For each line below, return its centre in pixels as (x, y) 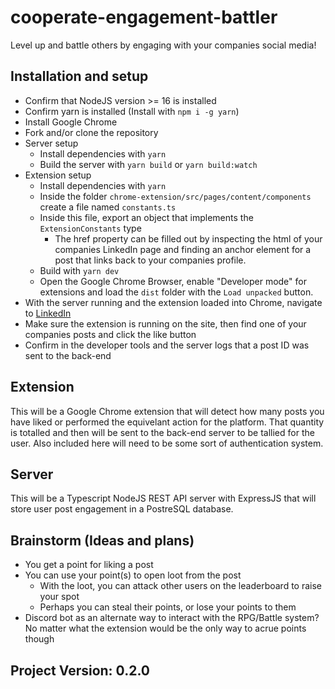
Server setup (51, 143)
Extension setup (58, 175)
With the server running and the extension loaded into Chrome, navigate (173, 302)
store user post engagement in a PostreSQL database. (122, 509)
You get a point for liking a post (89, 565)
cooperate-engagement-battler (144, 17)
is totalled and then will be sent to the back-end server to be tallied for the (162, 432)
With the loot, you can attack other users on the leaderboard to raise (180, 586)
